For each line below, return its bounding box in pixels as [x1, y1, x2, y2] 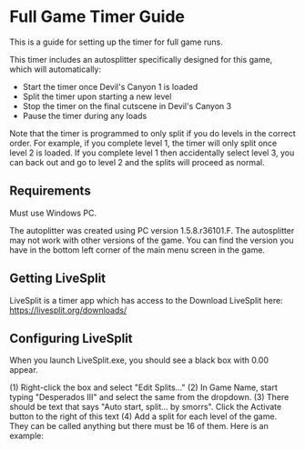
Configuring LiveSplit [9, 330, 134, 346]
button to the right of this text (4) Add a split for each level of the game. [9, 411, 278, 422]
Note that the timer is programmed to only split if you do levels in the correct [9, 127, 296, 138]
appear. [9, 365, 38, 375]
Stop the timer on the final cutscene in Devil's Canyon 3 [22, 100, 232, 111]
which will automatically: [9, 64, 102, 75]
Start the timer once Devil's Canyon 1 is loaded [22, 81, 198, 92]
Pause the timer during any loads [22, 110, 147, 121]
